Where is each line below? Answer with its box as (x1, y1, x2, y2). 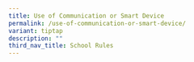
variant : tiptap (8, 27, 63, 35)
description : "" (8, 34, 63, 43)
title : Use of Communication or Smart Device (8, 11, 164, 20)
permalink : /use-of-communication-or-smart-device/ (8, 19, 186, 27)
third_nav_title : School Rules (8, 42, 114, 50)
